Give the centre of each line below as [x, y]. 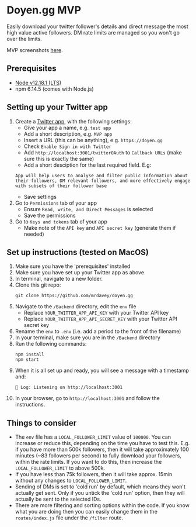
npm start [27, 360]
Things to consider [42, 423]
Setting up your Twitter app [57, 107]
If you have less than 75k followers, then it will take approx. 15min [94, 474]
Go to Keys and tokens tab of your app [61, 221]
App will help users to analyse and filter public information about [101, 175]
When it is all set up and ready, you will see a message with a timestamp [102, 371]
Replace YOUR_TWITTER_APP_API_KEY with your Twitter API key [96, 313]
